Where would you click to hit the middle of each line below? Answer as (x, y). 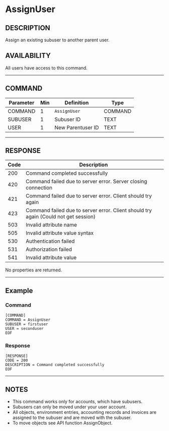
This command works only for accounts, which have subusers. (77, 402)
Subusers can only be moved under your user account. (69, 407)
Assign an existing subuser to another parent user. (57, 40)
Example (19, 291)
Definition (77, 103)
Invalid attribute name (51, 225)
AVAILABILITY (28, 56)
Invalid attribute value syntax (60, 233)
